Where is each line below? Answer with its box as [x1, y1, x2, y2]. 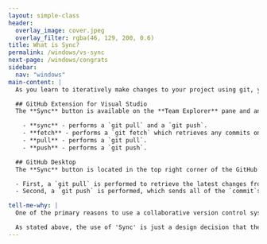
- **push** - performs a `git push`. [22, 144, 148, 152]
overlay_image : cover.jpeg [15, 26, 105, 34]
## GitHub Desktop [15, 158, 77, 166]
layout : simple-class [8, 11, 80, 20]
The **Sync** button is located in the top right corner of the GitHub [15, 165, 258, 173]
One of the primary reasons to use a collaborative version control [15, 209, 247, 217]
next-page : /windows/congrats [8, 56, 109, 64]
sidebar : [8, 64, 37, 72]
